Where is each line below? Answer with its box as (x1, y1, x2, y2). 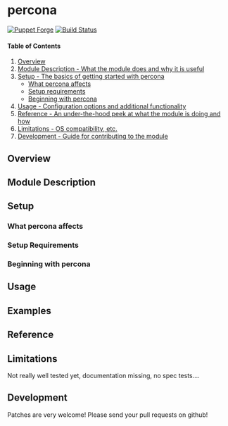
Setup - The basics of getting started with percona (17, 73, 165, 81)
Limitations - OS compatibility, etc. (17, 125, 118, 133)
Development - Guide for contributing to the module (17, 132, 169, 141)
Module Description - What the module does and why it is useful (17, 65, 205, 73)
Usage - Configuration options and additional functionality (17, 102, 186, 111)
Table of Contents (7, 42, 61, 50)
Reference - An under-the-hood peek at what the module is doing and (17, 110, 221, 118)
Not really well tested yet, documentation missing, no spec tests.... (7, 372, 201, 380)
